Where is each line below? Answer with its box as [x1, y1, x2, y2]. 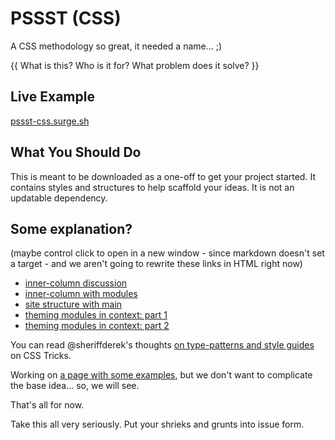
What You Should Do [10, 144, 142, 161]
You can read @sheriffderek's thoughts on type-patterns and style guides [10, 339, 315, 351]
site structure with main [24, 298, 123, 311]
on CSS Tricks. [10, 350, 72, 362]
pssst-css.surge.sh [10, 115, 90, 127]
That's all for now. [10, 399, 85, 411]
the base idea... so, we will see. [10, 380, 140, 392]
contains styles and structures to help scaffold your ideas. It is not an [10, 181, 295, 193]
